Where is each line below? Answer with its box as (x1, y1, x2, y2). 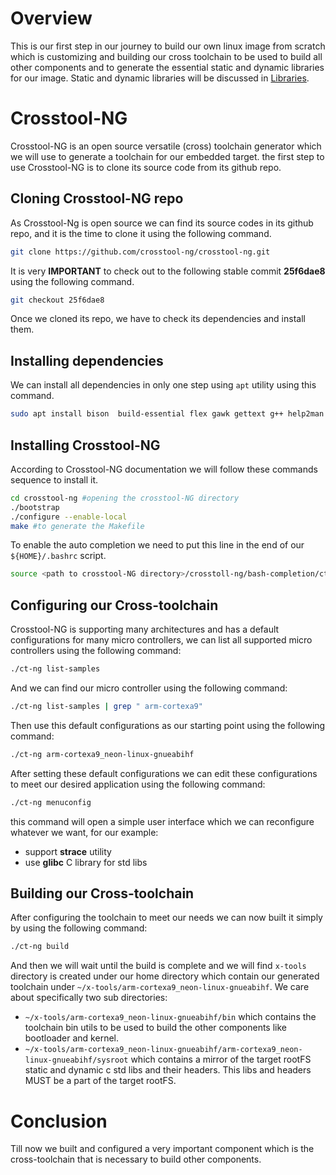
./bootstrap (10, 502, 60, 512)
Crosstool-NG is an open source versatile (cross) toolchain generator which (10, 140, 322, 152)
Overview (10, 7, 93, 30)
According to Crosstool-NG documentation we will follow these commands (10, 463, 318, 475)
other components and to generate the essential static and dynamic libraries (10, 61, 325, 73)
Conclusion (10, 1110, 108, 1132)
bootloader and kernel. (24, 1032, 119, 1044)
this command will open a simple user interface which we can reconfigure (10, 815, 315, 827)
